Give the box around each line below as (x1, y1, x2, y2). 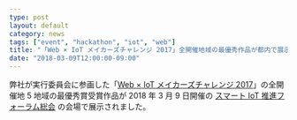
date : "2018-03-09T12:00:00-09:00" (9, 54, 141, 63)
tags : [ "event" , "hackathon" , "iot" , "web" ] (9, 37, 176, 47)
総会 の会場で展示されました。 (39, 101, 151, 111)
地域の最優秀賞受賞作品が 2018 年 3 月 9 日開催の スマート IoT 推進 (34, 90, 278, 101)
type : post (9, 12, 49, 22)
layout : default (9, 21, 69, 30)
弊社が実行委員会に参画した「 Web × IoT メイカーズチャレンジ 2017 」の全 (9, 79, 277, 89)
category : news (9, 29, 65, 38)
